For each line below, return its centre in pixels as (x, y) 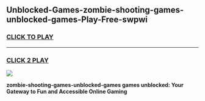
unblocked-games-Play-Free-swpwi (77, 20)
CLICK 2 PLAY (27, 60)
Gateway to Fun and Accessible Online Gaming (67, 91)
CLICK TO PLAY (30, 37)
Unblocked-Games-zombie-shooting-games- (95, 10)
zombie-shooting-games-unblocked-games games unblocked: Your (95, 84)
